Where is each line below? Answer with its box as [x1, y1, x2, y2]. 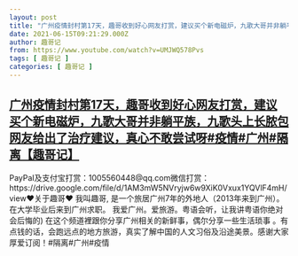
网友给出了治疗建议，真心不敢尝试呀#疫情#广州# [9, 130, 277, 146]
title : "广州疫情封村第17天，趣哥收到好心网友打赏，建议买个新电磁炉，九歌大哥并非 [9, 21, 280, 30]
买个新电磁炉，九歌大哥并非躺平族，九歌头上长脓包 [9, 114, 289, 129]
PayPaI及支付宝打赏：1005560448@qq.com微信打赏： [9, 172, 210, 182]
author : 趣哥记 [9, 37, 61, 47]
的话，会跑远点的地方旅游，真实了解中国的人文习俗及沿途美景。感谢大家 [24, 226, 289, 237]
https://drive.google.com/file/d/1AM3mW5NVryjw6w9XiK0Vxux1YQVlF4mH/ [9, 182, 288, 193]
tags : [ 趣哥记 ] [9, 54, 69, 63]
